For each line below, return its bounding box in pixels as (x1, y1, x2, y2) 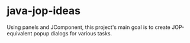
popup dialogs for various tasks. (33, 29, 112, 37)
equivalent (7, 29, 33, 37)
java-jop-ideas (7, 4, 80, 18)
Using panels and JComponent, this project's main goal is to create (7, 24, 171, 31)
